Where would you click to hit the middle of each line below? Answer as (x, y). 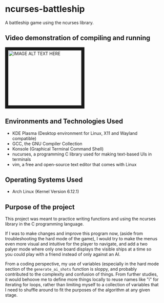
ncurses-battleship (45, 9)
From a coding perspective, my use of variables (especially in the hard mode (82, 264)
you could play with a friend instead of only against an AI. (63, 254)
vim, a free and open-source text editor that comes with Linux (74, 164)
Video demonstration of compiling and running (78, 38)
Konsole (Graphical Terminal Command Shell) (58, 149)
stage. (11, 295)
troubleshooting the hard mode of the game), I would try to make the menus (81, 239)
